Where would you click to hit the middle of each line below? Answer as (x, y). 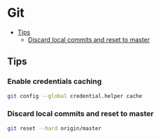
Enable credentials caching (55, 82)
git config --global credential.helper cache (75, 96)
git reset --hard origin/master (54, 128)
